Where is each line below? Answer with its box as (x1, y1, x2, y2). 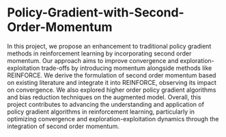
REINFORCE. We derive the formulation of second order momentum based (7, 71, 216, 79)
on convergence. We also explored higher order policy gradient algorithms (7, 86, 216, 94)
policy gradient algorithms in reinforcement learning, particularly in (7, 108, 195, 116)
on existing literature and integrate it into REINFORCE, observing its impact (7, 78, 217, 86)
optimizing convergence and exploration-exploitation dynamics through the (7, 114, 219, 123)
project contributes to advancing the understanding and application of (7, 100, 205, 108)
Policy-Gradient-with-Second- (7, 5, 184, 21)
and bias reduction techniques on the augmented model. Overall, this (7, 92, 201, 101)
